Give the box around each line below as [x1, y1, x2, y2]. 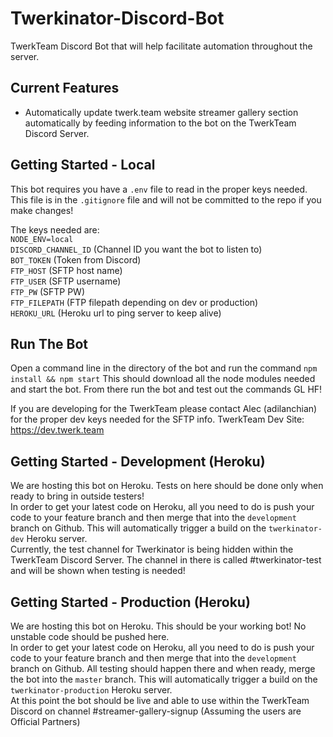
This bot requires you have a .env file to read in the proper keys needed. [10, 183, 308, 195]
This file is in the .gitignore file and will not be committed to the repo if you [10, 193, 322, 206]
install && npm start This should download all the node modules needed [10, 373, 316, 385]
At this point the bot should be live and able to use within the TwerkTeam [10, 695, 310, 706]
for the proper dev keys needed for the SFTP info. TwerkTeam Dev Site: [10, 413, 305, 426]
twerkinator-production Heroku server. [10, 684, 173, 696]
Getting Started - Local [10, 157, 156, 174]
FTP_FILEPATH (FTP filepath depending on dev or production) [10, 296, 259, 308]
